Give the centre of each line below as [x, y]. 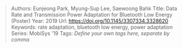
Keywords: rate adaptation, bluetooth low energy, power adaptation [92, 27]
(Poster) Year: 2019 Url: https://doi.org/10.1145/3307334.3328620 [89, 21]
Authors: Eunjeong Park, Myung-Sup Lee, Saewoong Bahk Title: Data [94, 8]
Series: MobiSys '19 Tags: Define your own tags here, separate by [90, 33]
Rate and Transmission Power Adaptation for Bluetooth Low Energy [91, 15]
